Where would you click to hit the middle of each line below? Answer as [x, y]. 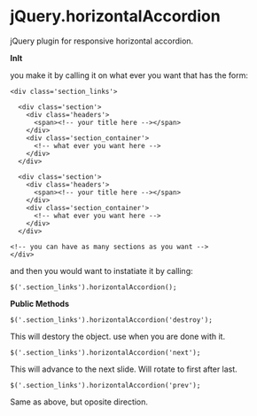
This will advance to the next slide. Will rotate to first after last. [124, 369]
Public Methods [40, 303]
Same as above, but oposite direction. [79, 402]
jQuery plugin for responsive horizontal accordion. [102, 41]
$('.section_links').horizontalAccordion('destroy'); [112, 320]
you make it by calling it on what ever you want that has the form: [129, 75]
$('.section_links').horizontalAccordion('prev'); [105, 385]
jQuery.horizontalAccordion [115, 16]
